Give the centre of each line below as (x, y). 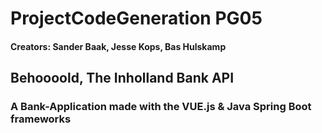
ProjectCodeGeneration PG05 (136, 18)
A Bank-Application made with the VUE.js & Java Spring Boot (161, 107)
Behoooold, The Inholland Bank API (122, 78)
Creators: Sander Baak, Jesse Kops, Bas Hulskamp (118, 46)
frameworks (41, 119)
